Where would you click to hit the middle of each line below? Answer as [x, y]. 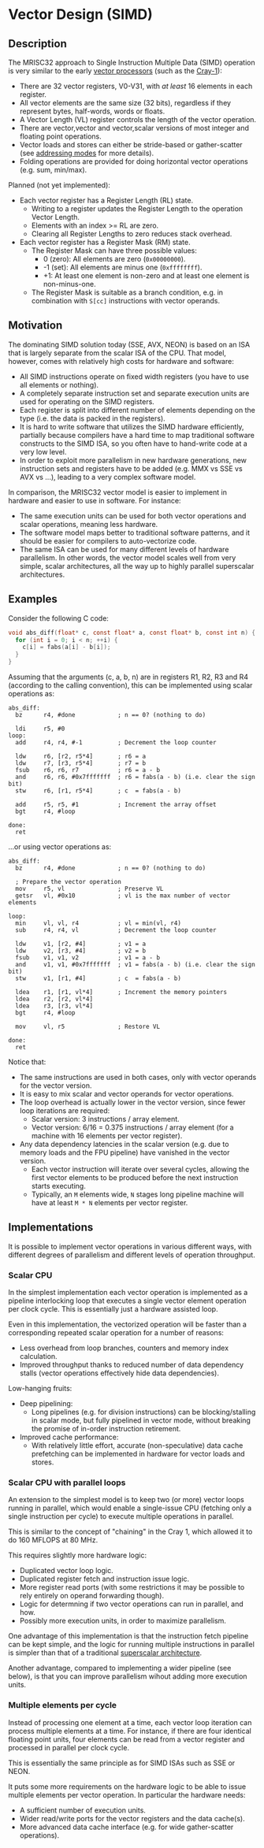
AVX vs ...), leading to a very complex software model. [108, 477]
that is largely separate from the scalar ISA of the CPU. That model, [117, 353]
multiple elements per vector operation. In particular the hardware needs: [127, 1794]
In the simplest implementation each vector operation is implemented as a [128, 1293]
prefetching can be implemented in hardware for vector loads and [138, 1454]
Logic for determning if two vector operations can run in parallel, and [132, 1604]
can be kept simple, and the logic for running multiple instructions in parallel [131, 1645]
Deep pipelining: [46, 1404]
